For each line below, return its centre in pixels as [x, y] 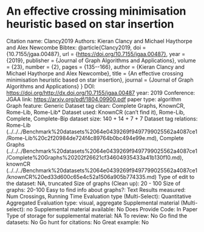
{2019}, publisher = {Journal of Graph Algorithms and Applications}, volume [101, 60]
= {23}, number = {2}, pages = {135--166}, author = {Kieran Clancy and [96, 67]
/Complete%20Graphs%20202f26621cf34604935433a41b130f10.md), [95, 157]
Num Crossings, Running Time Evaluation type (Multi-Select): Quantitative [99, 196]
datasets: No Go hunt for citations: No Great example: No [78, 222]
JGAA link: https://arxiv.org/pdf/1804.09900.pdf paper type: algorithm [94, 99]
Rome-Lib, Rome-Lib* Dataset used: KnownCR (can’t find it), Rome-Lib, [96, 112]
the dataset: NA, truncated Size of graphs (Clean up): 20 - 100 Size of [93, 183]
